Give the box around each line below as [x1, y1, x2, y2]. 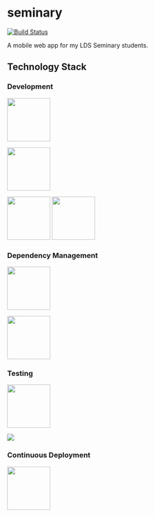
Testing [7, 368, 33, 378]
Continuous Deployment [7, 451, 91, 460]
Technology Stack [7, 61, 87, 73]
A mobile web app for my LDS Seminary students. [7, 41, 149, 49]
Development [7, 82, 54, 91]
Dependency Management [7, 250, 99, 260]
